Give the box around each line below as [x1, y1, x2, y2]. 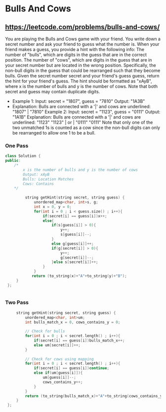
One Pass [5, 142, 29, 149]
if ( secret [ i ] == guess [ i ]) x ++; [42, 213, 107, 218]
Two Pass [5, 299, 29, 306]
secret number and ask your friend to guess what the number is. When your [5, 41, 160, 47]
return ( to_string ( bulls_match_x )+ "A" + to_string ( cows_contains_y [25, 393, 163, 399]
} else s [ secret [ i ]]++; [51, 260, 98, 265]
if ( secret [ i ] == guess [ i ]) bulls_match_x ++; [34, 338, 125, 343]
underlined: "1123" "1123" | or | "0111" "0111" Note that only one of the [12, 120, 153, 125]
